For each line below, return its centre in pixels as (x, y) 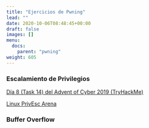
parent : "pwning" (39, 52)
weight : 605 (21, 57)
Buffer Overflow (30, 119)
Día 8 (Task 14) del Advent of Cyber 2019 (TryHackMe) (75, 91)
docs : (19, 46)
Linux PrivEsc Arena (31, 104)
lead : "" (17, 18)
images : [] (20, 35)
